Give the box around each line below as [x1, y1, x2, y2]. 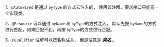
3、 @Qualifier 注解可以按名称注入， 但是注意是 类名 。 [5, 37, 117, 43]
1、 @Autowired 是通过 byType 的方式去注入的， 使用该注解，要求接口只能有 [5, 4, 155, 10]
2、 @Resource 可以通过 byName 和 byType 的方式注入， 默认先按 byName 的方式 [5, 21, 157, 26]
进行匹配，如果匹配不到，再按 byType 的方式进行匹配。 [5, 27, 115, 32]
